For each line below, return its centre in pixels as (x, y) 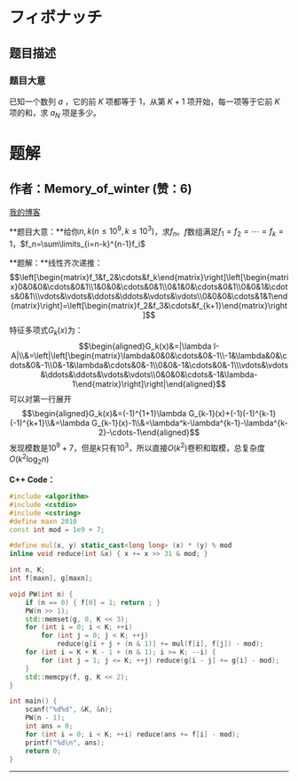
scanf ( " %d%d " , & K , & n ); (69, 710)
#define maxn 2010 (43, 521)
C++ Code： (32, 479)
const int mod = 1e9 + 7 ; (57, 529)
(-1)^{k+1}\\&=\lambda (50, 423)
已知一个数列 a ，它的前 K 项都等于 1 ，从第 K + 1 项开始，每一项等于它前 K (145, 101)
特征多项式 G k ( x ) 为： (46, 331)
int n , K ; (27, 570)
